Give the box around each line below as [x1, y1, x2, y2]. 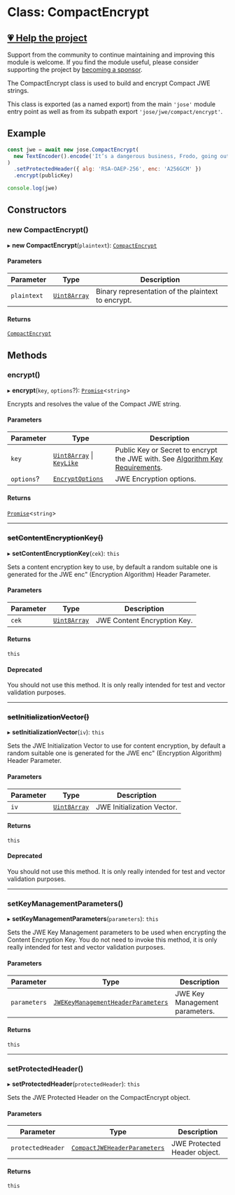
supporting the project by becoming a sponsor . [7, 66, 143, 73]
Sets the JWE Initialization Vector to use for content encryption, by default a [7, 742, 226, 750]
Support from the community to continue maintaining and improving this [7, 50, 215, 59]
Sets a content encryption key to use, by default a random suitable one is [7, 562, 218, 571]
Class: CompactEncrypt [7, 4, 149, 20]
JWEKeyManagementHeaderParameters [53, 998, 169, 1006]
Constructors [7, 204, 67, 216]
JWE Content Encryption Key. [95, 615, 193, 625]
